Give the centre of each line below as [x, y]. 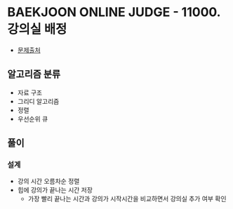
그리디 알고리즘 [38, 101]
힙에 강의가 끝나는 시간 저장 [55, 190]
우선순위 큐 [33, 119]
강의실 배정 [37, 29]
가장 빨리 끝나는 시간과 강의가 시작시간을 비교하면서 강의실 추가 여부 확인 [127, 199]
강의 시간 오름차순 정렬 [48, 181]
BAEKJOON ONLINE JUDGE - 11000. [114, 12]
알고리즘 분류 [34, 74]
